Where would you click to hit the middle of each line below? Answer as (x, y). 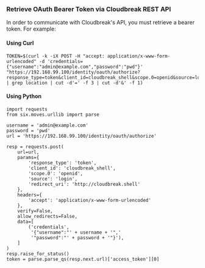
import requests (27, 109)
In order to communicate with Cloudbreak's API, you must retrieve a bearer (101, 23)
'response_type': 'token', (63, 163)
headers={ (30, 195)
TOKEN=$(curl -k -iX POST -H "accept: (56, 56)
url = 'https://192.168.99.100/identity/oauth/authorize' (81, 136)
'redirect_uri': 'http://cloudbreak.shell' (84, 184)
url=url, (28, 152)
